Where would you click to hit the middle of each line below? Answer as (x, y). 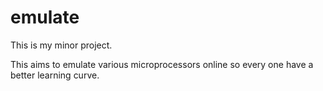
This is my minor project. (61, 45)
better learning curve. (55, 75)
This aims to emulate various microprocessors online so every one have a (162, 64)
